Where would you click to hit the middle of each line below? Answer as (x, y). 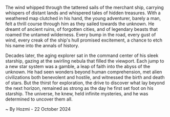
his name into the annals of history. (42, 45)
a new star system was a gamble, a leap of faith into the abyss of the (78, 66)
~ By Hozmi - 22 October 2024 (38, 109)
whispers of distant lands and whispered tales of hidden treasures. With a (83, 13)
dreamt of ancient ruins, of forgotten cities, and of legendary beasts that (81, 29)
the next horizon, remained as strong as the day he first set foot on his (79, 88)
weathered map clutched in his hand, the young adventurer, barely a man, (83, 18)
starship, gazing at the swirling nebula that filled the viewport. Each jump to (85, 61)
